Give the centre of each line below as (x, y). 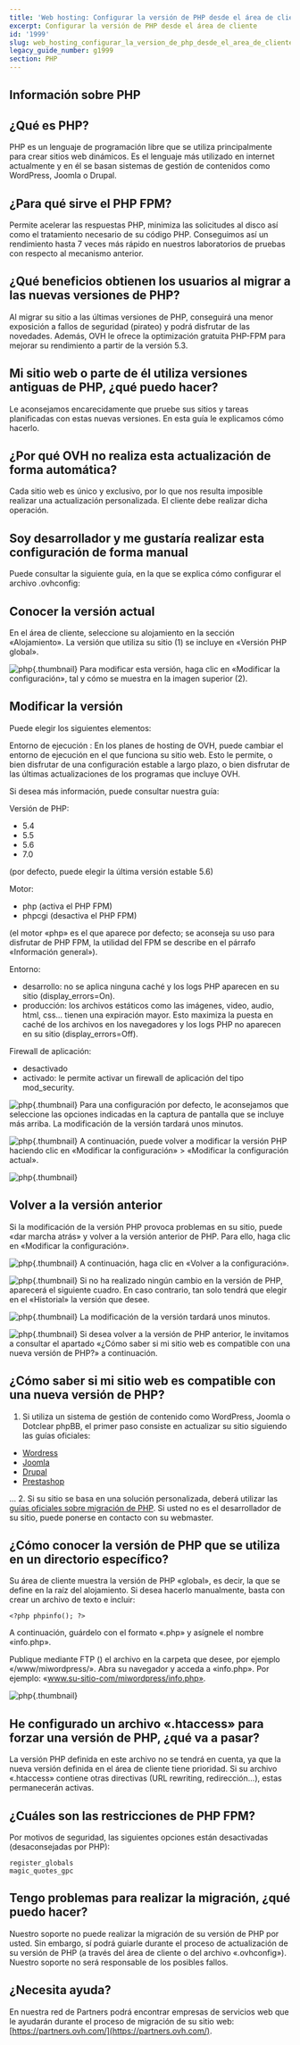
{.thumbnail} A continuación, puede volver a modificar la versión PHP (160, 1141)
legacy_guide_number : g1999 (62, 51)
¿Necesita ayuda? (60, 1990)
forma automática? (63, 470)
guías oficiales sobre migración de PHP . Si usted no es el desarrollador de (145, 1508)
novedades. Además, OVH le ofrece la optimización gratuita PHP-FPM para (147, 336)
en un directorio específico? (89, 1559)
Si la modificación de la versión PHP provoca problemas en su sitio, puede (146, 1226)
